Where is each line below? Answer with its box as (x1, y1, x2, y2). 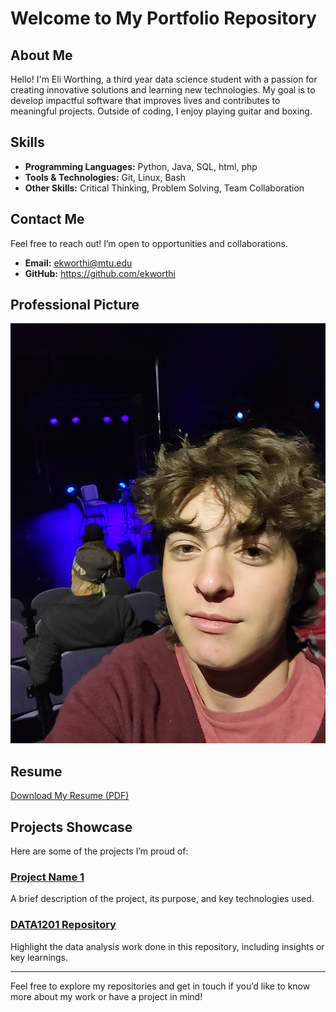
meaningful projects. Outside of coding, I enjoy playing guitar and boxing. (10, 105, 313, 117)
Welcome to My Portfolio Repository (10, 7, 317, 30)
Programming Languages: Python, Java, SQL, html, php (24, 160, 258, 172)
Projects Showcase (10, 818, 133, 836)
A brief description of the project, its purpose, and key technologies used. (10, 893, 315, 905)
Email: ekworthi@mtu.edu (24, 257, 133, 269)
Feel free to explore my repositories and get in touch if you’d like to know (10, 980, 311, 992)
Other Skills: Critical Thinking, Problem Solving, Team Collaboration (24, 182, 305, 194)
